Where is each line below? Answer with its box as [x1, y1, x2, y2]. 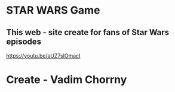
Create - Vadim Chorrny [6, 73, 127, 87]
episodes [6, 36, 42, 46]
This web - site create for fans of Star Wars [6, 27, 170, 37]
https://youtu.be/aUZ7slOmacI [6, 52, 81, 59]
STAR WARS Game [6, 4, 100, 17]
